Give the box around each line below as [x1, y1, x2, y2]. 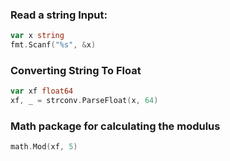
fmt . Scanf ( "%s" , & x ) [10, 40, 97, 50]
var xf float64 [10, 86, 74, 97]
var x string [10, 31, 65, 41]
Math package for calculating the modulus [10, 119, 221, 133]
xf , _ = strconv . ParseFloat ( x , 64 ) [10, 96, 159, 106]
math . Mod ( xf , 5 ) [10, 142, 78, 152]
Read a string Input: [10, 8, 108, 22]
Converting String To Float [10, 63, 142, 77]
